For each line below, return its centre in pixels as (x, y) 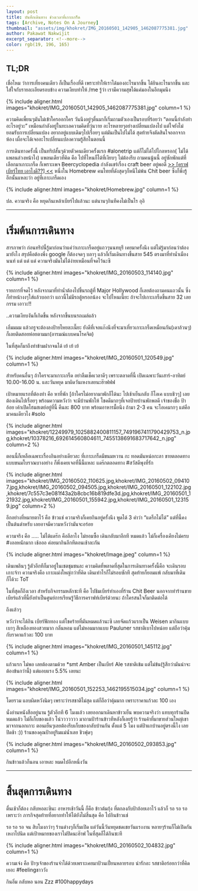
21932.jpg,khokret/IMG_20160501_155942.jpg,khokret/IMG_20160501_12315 (98, 499)
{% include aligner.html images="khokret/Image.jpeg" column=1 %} (88, 554)
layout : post (22, 12)
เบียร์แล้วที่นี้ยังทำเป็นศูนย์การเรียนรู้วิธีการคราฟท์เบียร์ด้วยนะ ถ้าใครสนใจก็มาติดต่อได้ (87, 598)
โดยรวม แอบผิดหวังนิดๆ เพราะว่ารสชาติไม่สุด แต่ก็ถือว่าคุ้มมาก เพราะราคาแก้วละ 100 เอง (91, 700)
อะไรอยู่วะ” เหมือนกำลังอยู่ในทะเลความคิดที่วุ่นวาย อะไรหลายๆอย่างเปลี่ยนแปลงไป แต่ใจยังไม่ (95, 125)
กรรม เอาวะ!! (19, 304)
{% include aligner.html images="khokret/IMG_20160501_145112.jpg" (89, 646)
